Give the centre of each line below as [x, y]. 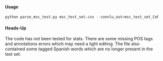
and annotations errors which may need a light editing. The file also [72, 44]
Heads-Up [16, 28]
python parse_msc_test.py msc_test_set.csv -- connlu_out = [65, 17]
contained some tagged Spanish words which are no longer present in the [79, 49]
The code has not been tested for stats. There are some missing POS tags [79, 39]
